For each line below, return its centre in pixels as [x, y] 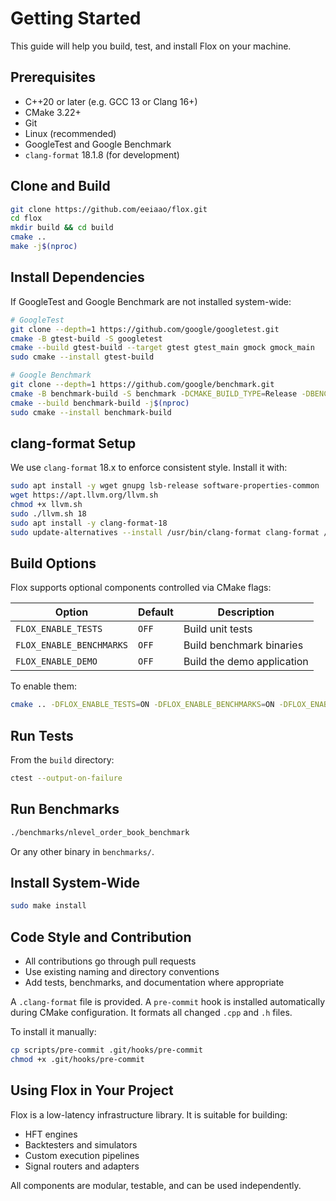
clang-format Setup [73, 443]
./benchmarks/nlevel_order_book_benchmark [100, 832]
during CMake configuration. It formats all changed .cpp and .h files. [151, 1013]
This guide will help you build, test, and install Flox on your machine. [151, 46]
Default [156, 612]
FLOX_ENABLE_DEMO [56, 661]
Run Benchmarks [65, 809]
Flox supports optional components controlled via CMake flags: [141, 588]
